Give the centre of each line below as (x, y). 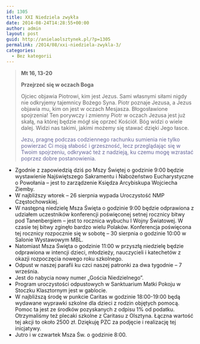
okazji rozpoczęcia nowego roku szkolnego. (69, 258)
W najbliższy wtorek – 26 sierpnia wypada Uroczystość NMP (90, 195)
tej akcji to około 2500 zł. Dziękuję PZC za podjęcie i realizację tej (95, 322)
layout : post (22, 34)
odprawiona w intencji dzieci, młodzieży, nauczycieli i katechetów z (98, 252)
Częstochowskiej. (36, 202)
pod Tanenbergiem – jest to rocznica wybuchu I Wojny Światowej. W (99, 221)
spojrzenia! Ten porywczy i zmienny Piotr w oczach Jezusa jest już (103, 115)
